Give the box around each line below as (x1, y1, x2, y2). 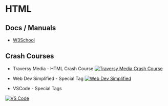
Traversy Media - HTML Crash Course (12, 65, 94, 72)
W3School (12, 37, 35, 43)
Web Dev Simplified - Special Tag (12, 75, 83, 81)
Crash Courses (5, 52, 54, 60)
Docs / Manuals (5, 24, 56, 32)
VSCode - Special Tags (12, 85, 62, 91)
